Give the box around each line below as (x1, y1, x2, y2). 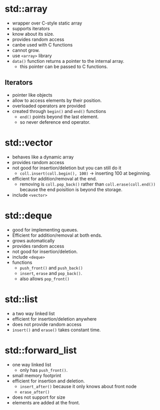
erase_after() (19, 390, 50, 395)
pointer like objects (12, 92, 52, 98)
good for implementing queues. (12, 226, 78, 233)
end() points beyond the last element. (19, 113, 99, 120)
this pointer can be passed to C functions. (19, 63, 108, 70)
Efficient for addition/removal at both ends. (12, 232, 102, 238)
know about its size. (12, 31, 55, 37)
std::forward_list (5, 345, 77, 356)
